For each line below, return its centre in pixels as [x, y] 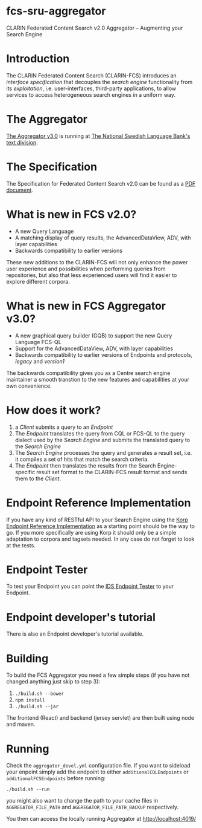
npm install [30, 700]
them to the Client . [38, 478]
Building [27, 658]
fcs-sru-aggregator [56, 11]
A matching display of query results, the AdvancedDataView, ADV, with [103, 238]
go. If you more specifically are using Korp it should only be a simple [91, 532]
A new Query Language [44, 231]
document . [20, 190]
